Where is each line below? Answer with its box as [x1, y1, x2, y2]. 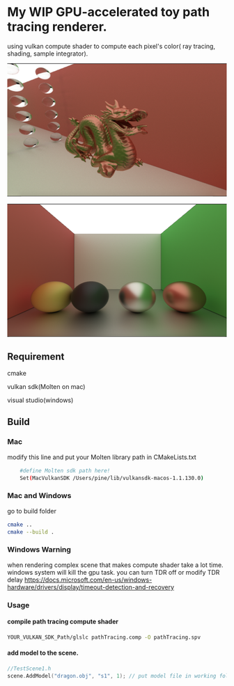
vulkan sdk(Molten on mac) [7, 383, 86, 391]
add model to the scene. [7, 648, 79, 657]
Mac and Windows [7, 491, 72, 501]
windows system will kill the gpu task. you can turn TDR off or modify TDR [7, 568, 220, 576]
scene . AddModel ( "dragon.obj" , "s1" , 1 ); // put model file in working [7, 672, 217, 679]
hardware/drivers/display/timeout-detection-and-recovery [7, 582, 175, 591]
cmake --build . [7, 528, 54, 536]
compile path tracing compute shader [7, 617, 118, 626]
